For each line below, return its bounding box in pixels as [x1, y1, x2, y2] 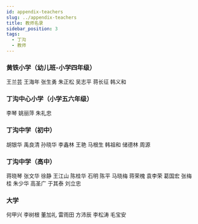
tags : [6, 31, 20, 37]
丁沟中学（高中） [6, 157, 56, 166]
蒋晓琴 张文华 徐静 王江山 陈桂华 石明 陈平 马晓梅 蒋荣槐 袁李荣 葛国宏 [6, 172, 180, 179]
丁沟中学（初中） [6, 126, 56, 134]
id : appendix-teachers [6, 8, 63, 15]
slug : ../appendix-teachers [6, 14, 77, 20]
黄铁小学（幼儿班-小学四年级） [6, 63, 96, 72]
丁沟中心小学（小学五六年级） [6, 95, 94, 103]
